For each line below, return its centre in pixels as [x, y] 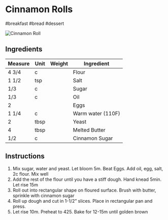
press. [19, 206]
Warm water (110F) [96, 113]
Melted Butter [89, 130]
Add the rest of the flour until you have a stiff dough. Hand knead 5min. [87, 179]
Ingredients [24, 49]
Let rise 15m [25, 184]
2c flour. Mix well [30, 174]
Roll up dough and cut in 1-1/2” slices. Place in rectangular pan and [82, 201]
